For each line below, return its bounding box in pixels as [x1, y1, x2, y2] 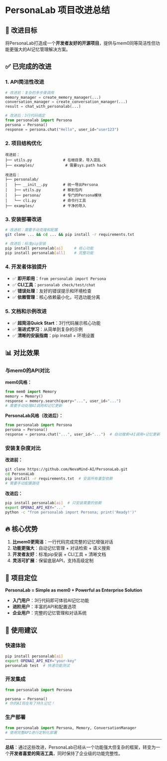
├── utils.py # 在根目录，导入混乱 [5, 158, 101, 163]
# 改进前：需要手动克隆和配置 [5, 227, 58, 232]
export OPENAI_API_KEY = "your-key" [5, 658, 77, 663]
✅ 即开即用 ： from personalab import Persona [12, 275, 106, 281]
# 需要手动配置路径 [5, 481, 40, 486]
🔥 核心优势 [5, 525, 38, 533]
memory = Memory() [5, 393, 43, 399]
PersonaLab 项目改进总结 [5, 4, 110, 16]
